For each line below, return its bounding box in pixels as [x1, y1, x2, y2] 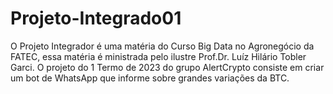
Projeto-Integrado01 [10, 7, 182, 30]
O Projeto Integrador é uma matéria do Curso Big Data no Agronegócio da [10, 40, 315, 52]
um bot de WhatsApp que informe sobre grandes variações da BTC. [10, 72, 290, 84]
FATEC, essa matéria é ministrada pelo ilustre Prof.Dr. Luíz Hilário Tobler [10, 50, 307, 62]
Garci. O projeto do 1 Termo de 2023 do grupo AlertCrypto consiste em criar [10, 61, 325, 73]
